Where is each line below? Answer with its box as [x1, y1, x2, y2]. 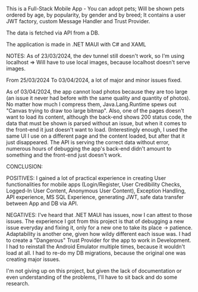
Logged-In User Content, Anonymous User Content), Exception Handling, [6, 187, 186, 194]
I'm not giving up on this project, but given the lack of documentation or [6, 268, 182, 274]
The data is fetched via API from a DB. [6, 29, 100, 36]
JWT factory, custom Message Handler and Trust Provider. [6, 18, 150, 24]
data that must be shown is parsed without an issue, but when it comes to [6, 120, 187, 127]
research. [6, 280, 30, 287]
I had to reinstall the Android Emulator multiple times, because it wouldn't [6, 243, 186, 250]
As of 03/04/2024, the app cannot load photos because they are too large [6, 88, 188, 95]
